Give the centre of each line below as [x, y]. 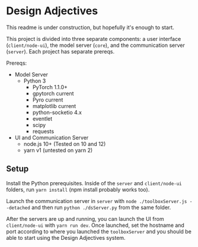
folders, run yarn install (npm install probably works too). [78, 189]
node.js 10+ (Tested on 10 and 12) [65, 144]
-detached [18, 208]
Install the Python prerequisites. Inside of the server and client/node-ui [94, 183]
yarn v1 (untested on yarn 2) [58, 150]
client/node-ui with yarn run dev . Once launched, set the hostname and [95, 225]
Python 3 [35, 81]
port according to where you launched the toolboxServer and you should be [99, 231]
